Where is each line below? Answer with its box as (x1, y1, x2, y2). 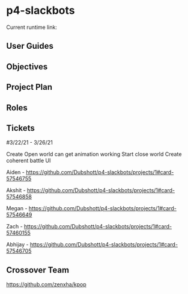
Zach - (6, 223, 23, 230)
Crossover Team (6, 264, 70, 275)
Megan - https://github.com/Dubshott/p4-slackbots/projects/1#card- (6, 205, 177, 212)
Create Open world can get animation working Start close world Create (6, 151, 182, 158)
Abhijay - (6, 241, 29, 248)
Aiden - (6, 169, 25, 176)
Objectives (6, 61, 48, 72)
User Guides (6, 41, 54, 51)
